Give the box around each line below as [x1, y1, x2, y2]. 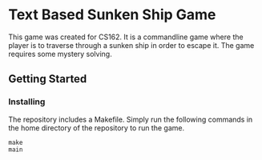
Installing [8, 96, 46, 107]
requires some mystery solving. [8, 49, 112, 58]
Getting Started [8, 72, 87, 86]
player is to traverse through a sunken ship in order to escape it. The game [8, 40, 255, 50]
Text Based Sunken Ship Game [8, 6, 216, 24]
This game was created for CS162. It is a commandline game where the [8, 32, 244, 42]
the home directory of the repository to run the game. [8, 122, 185, 133]
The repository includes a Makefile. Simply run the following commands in [8, 114, 253, 124]
